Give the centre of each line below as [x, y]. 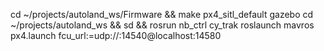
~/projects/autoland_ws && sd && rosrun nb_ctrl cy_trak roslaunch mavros [162, 25]
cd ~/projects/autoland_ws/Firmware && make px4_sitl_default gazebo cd [162, 14]
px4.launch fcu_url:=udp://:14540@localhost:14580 [116, 35]
